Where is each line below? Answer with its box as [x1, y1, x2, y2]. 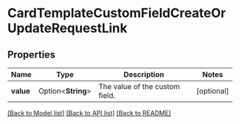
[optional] [196, 86, 229, 95]
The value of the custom [98, 82, 181, 91]
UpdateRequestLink [7, 20, 128, 36]
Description [124, 70, 164, 79]
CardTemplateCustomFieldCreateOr [7, 5, 226, 21]
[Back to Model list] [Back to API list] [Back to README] [7, 109, 171, 117]
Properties [7, 48, 56, 61]
